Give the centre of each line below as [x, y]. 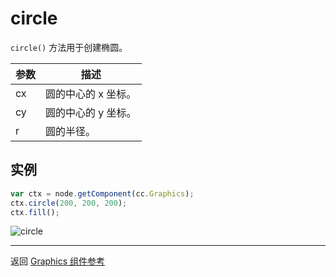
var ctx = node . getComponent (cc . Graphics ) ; [102, 193]
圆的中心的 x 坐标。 [91, 94]
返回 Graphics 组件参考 [58, 261]
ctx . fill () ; [35, 212]
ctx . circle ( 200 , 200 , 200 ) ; [69, 203]
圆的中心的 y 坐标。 [91, 112]
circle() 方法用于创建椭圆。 [69, 47]
